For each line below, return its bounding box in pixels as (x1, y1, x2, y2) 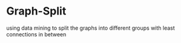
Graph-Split (6, 4, 67, 18)
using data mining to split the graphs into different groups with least (6, 24, 176, 31)
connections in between (6, 30, 67, 38)
